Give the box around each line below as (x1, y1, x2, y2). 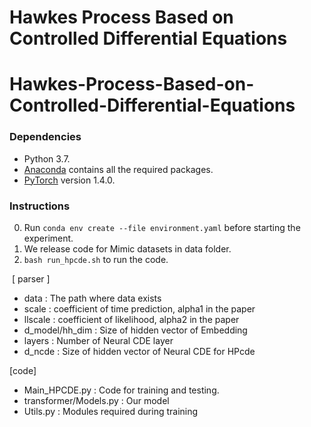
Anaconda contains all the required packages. (23, 163, 214, 175)
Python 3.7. (23, 152, 71, 165)
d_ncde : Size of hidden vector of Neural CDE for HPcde (23, 345, 256, 357)
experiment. (23, 232, 74, 244)
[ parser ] (11, 272, 51, 285)
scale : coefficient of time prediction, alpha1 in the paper (23, 302, 256, 315)
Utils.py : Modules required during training (23, 405, 199, 417)
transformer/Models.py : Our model (23, 394, 170, 406)
